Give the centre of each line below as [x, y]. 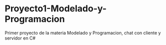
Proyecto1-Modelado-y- [56, 9]
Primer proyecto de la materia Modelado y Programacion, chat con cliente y [83, 33]
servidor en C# [20, 38]
